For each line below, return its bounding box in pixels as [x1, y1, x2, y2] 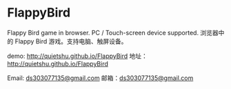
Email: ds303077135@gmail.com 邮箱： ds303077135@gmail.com [7, 74, 194, 82]
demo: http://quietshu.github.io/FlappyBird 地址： [7, 52, 148, 60]
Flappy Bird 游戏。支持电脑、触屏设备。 [14, 37, 128, 46]
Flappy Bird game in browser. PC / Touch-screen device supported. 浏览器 [7, 28, 219, 37]
